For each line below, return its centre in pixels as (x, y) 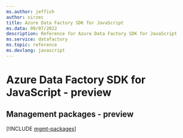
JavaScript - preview (59, 92)
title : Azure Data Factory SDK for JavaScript (65, 23)
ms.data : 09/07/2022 (32, 28)
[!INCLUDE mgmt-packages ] (41, 128)
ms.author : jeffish (30, 12)
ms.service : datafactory (37, 39)
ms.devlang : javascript (36, 51)
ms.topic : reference (32, 45)
